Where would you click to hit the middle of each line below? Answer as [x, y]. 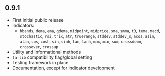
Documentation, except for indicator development [63, 68]
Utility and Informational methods [46, 52]
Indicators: [23, 25]
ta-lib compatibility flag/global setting [52, 57]
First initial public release [38, 20]
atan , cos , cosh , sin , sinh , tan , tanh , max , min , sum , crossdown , [81, 41]
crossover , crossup [39, 46]
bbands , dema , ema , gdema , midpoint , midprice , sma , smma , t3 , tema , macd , [90, 31]
